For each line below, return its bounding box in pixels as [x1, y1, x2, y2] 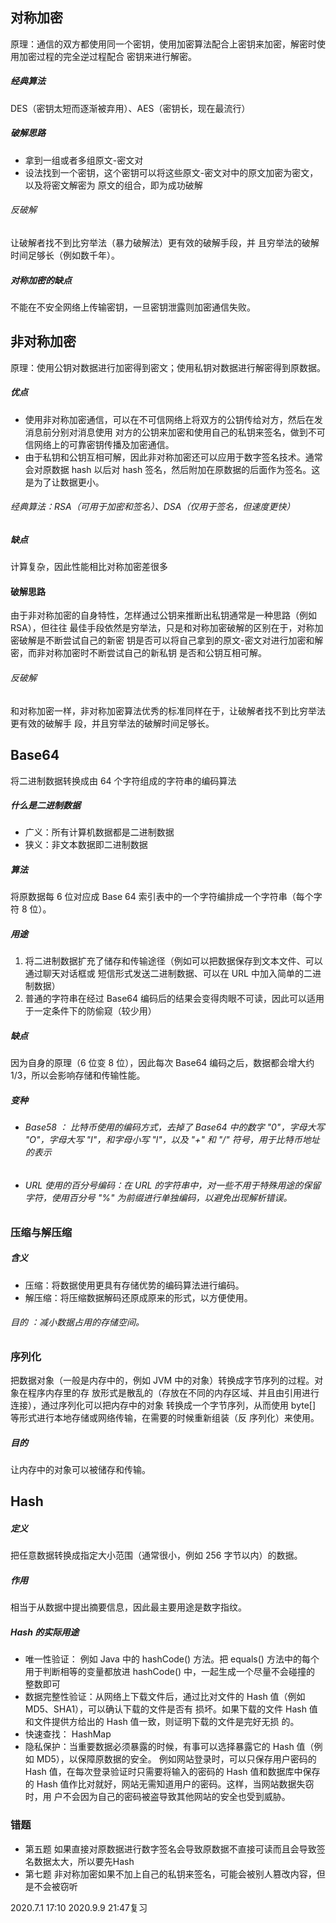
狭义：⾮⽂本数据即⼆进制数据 [24, 839, 148, 851]
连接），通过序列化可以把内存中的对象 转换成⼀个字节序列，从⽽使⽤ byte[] [10, 1399, 317, 1412]
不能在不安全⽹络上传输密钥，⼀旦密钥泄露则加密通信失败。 [10, 301, 256, 313]
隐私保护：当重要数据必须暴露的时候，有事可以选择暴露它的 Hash [24, 1741, 295, 1753]
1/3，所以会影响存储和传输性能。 [10, 1069, 146, 1082]
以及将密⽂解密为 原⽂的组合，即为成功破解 [24, 179, 203, 191]
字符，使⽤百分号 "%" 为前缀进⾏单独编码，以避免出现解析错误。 [24, 1191, 293, 1203]
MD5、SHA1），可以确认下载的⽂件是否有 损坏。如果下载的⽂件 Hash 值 [24, 1703, 318, 1715]
